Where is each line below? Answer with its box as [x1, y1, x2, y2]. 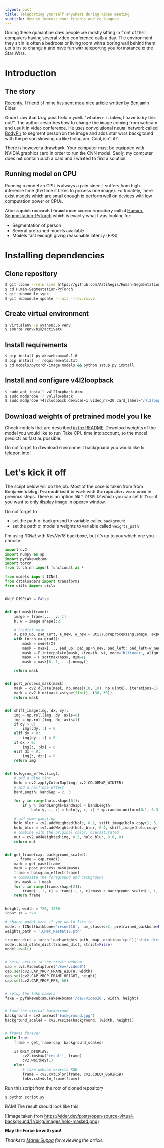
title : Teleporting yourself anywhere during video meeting [5, 12, 130, 17]
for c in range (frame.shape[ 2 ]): [14, 884, 82, 889]
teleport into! [5, 450, 31, 456]
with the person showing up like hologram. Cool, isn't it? [5, 136, 118, 141]
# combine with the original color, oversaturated [14, 830, 119, 835]
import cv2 [5, 547, 27, 552]
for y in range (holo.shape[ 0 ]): [14, 798, 80, 803]
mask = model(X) [22, 641, 56, 646]
